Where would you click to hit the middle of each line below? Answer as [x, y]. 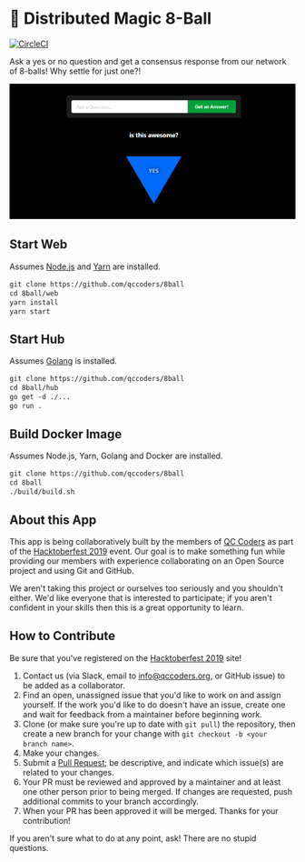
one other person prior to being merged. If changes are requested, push [157, 791]
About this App [53, 520]
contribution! [46, 820]
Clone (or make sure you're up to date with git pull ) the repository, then [159, 724]
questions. [29, 847]
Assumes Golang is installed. [64, 361]
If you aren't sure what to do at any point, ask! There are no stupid [133, 838]
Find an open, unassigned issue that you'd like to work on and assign [152, 695]
